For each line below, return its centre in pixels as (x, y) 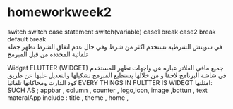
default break (27, 39)
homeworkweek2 (59, 12)
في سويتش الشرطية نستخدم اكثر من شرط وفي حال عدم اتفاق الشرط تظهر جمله (115, 46)
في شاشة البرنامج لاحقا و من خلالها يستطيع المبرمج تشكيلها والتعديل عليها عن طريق (117, 75)
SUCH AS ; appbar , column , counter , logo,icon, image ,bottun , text (108, 90)
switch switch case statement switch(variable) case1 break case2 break (112, 32)
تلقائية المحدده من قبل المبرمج (48, 54)
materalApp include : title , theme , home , (68, 97)
